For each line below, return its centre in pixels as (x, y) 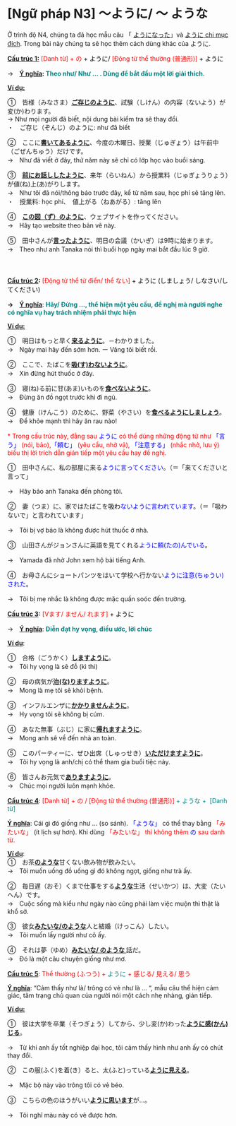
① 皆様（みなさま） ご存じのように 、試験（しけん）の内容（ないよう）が (117, 102)
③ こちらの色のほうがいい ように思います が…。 (79, 1100)
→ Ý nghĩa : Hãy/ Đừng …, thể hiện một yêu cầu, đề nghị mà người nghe (115, 304)
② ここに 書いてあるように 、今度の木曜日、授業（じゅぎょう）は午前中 (113, 142)
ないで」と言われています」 (47, 515)
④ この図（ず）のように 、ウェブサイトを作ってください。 (95, 216)
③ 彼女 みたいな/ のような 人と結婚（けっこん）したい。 (90, 926)
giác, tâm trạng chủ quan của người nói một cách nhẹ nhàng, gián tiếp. (110, 995)
